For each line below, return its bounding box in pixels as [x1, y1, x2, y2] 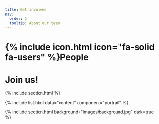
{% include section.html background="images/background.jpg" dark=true [5, 109, 154, 115]
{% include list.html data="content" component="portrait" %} [5, 100, 129, 106]
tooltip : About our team [9, 20, 60, 26]
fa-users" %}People [5, 52, 89, 63]
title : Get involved [5, 7, 47, 12]
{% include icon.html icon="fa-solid [5, 42, 155, 53]
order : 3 [9, 16, 27, 21]
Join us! [5, 74, 38, 85]
